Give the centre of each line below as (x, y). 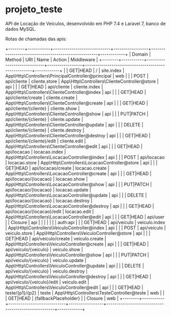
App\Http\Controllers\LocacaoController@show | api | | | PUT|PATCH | (79, 184)
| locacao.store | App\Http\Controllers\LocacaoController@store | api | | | (81, 162)
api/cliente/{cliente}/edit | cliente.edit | (46, 141)
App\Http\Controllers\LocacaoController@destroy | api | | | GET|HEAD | (80, 206)
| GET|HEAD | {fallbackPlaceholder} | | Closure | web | (62, 298)
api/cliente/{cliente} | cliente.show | (42, 108)
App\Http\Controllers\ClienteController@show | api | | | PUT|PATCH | (77, 114)
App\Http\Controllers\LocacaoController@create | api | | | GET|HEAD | (78, 173)
